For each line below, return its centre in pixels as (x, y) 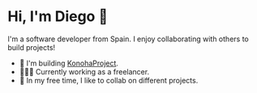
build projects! (32, 47)
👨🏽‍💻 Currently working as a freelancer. (84, 71)
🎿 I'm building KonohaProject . (69, 63)
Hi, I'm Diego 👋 (58, 17)
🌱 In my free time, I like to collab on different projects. (109, 80)
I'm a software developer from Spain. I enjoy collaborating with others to (128, 39)
